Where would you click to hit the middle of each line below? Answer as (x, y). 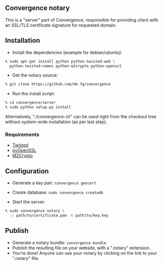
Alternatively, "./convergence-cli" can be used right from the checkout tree (81, 117)
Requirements (22, 134)
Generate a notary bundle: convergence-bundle (59, 242)
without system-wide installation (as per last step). (56, 122)
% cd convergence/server (30, 103)
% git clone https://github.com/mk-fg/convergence (58, 84)
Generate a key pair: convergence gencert (54, 183)
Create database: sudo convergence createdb (58, 192)
